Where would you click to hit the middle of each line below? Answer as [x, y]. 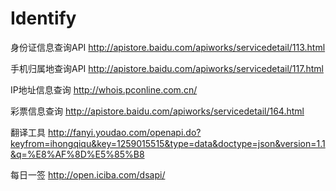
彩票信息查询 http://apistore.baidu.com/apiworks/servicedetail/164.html [157, 111]
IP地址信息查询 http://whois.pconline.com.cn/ [104, 89]
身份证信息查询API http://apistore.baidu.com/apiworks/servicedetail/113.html [168, 47]
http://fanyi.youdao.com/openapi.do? [124, 132]
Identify [43, 18]
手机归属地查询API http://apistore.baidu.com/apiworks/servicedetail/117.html [167, 68]
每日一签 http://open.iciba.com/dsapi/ [88, 174]
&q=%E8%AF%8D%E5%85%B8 [77, 154]
